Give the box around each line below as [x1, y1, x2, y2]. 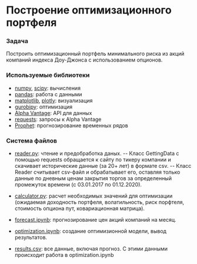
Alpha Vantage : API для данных [14, 109, 92, 116]
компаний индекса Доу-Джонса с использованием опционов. [6, 56, 163, 63]
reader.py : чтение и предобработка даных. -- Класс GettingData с [14, 150, 179, 157]
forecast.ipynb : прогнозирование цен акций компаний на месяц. [14, 216, 176, 224]
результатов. [14, 234, 48, 241]
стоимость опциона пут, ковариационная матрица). [14, 205, 145, 212]
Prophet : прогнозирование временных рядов [14, 121, 128, 129]
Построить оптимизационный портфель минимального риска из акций [6, 50, 185, 57]
